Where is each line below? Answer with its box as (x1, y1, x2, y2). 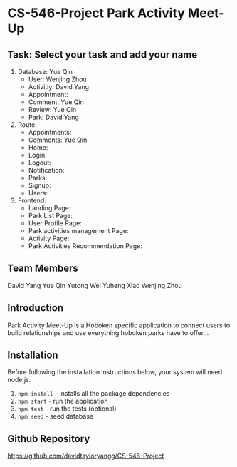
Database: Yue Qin (17, 68, 73, 76)
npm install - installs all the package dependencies (17, 389, 170, 398)
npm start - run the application (17, 397, 108, 406)
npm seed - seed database (17, 412, 94, 421)
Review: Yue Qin (28, 106, 77, 113)
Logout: (28, 158, 51, 167)
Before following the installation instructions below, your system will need (7, 368, 223, 376)
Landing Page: (28, 204, 71, 212)
